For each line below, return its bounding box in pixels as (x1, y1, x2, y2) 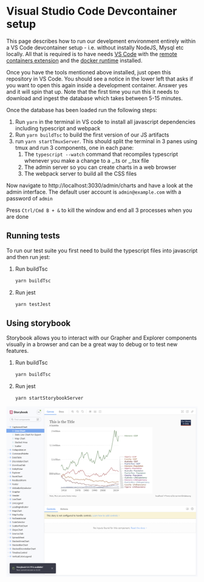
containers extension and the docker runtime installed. (6, 57, 143, 64)
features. (6, 347, 29, 355)
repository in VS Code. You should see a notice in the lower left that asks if (6, 75, 193, 82)
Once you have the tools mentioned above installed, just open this (6, 68, 171, 76)
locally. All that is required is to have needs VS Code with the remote (6, 50, 177, 57)
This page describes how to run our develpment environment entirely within (6, 37, 196, 44)
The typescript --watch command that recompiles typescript (24, 151, 178, 158)
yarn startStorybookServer (15, 395, 84, 402)
